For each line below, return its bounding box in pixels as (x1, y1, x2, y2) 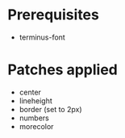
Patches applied (7, 61, 118, 79)
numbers (19, 113, 50, 123)
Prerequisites (7, 6, 100, 24)
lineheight (19, 95, 53, 106)
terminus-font (19, 32, 65, 42)
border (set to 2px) (19, 104, 82, 114)
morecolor (19, 121, 54, 131)
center (19, 87, 42, 97)
